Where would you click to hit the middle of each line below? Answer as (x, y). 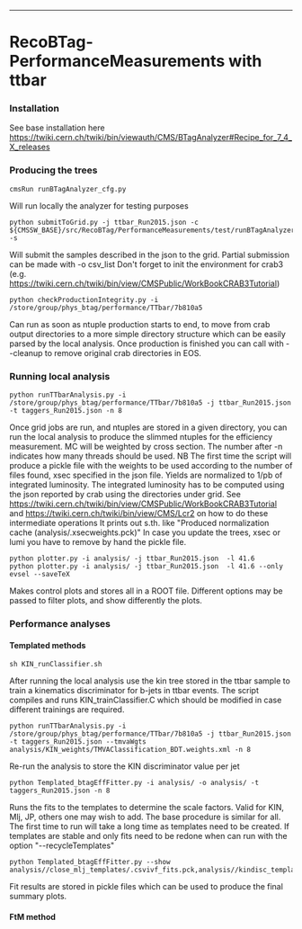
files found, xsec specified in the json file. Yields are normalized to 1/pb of (146, 475)
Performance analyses (60, 624)
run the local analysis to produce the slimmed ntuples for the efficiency (141, 437)
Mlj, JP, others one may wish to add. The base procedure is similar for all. (145, 817)
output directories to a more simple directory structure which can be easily (147, 334)
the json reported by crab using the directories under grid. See (125, 495)
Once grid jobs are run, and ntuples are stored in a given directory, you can (148, 427)
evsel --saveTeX (40, 575)
